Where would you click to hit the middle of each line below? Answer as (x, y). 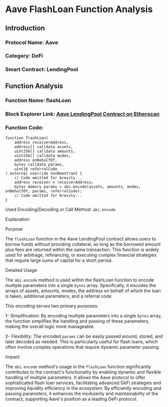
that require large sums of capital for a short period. (59, 260)
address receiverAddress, (42, 142)
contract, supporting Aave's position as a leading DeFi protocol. (71, 399)
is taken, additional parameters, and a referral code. (59, 296)
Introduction (25, 28)
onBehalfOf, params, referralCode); (44, 191)
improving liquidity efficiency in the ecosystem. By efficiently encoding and (83, 388)
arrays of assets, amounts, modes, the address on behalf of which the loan (83, 291)
